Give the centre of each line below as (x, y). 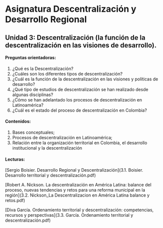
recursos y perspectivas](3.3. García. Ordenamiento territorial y (69, 215)
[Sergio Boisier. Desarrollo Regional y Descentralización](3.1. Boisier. (74, 170)
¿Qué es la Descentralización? (43, 68)
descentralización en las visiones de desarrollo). (81, 45)
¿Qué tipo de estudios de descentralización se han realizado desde (80, 89)
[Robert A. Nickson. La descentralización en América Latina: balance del (78, 185)
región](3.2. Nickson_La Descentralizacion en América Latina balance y (77, 195)
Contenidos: (18, 122)
